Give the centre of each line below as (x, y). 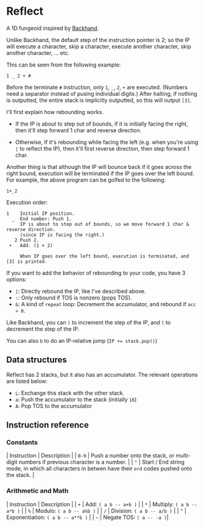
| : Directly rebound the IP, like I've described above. (80, 291)
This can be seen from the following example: (64, 65)
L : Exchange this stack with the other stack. (70, 393)
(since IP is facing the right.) (62, 235)
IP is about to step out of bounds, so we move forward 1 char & (104, 224)
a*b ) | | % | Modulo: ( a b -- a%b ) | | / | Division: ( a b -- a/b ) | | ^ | (97, 511)
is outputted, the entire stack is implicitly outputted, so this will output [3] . (99, 100)
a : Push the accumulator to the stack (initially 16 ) (76, 399)
